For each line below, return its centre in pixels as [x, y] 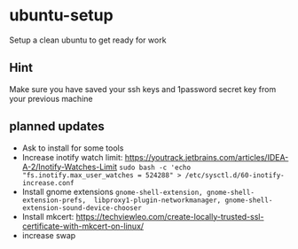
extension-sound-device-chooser [82, 208]
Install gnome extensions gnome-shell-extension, [112, 191]
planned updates [57, 126]
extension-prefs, [54, 200]
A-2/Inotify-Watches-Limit [70, 167]
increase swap [49, 235]
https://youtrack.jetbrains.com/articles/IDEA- [207, 157]
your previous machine [51, 98]
